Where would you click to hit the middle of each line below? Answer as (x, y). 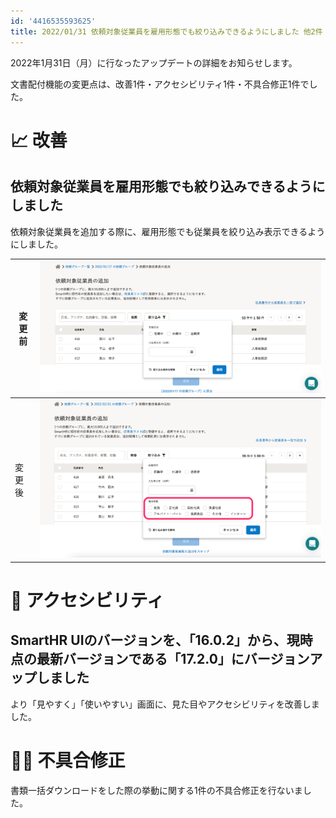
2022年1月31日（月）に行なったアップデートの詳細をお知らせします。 (154, 62)
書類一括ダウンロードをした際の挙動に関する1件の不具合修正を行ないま (156, 790)
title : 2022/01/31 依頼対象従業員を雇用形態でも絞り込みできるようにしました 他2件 (166, 31)
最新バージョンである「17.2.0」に (140, 659)
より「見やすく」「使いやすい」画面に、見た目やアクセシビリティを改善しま (165, 704)
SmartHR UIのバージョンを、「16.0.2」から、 (148, 640)
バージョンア (283, 659)
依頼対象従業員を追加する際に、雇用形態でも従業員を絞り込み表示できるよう (168, 231)
